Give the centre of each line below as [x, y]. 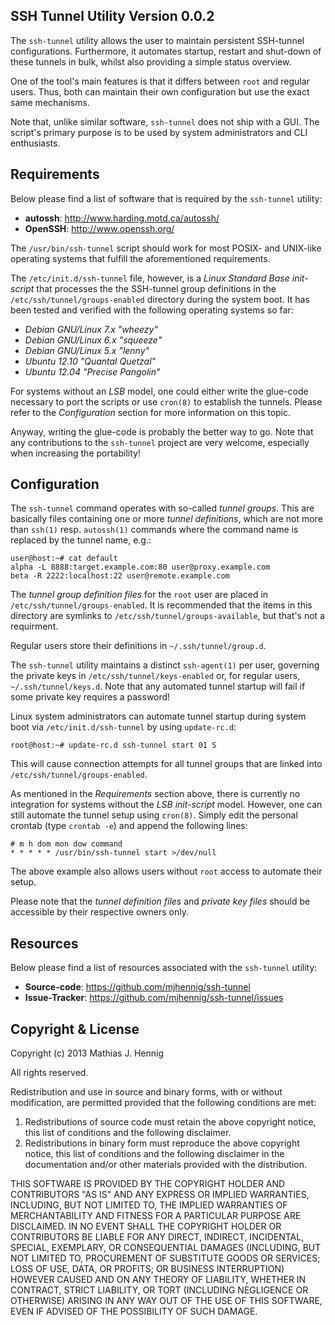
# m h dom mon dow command [66, 844]
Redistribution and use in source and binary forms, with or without [146, 1092]
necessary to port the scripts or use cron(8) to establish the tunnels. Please [166, 401]
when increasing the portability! [75, 453]
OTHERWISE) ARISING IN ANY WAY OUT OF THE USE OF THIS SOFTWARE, [166, 1301]
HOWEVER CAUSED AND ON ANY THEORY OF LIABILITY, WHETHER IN [158, 1280]
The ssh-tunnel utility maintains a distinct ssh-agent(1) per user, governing [165, 665]
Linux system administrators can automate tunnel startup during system [158, 716]
